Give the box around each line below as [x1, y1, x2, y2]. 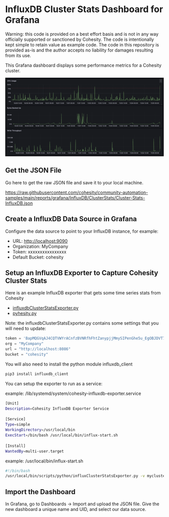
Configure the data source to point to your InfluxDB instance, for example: [5, 228, 158, 234]
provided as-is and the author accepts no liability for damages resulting [5, 47, 153, 53]
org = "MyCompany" [5, 341, 44, 346]
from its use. [5, 52, 31, 59]
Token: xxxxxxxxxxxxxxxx [12, 248, 67, 254]
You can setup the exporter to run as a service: [5, 380, 103, 387]
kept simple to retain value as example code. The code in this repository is [5, 41, 159, 47]
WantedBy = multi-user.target [5, 448, 64, 454]
